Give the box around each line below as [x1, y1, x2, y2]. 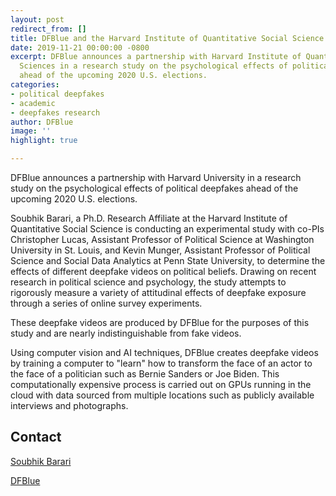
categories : [10, 80, 60, 90]
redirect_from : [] [10, 24, 87, 34]
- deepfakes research [10, 107, 101, 118]
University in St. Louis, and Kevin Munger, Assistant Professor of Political [10, 244, 311, 256]
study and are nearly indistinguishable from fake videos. [10, 327, 242, 339]
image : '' [10, 126, 52, 136]
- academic [10, 98, 56, 108]
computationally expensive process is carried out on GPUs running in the [10, 379, 312, 390]
